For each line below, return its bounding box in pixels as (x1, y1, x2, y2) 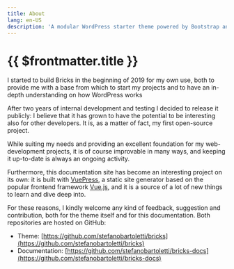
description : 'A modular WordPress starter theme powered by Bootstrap (7, 23, 219, 30)
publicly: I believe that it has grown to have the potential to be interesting (7, 112, 216, 120)
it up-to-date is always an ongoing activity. (7, 154, 130, 163)
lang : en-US (7, 17, 42, 24)
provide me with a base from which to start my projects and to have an (7, 83, 210, 92)
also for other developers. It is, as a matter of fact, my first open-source (7, 119, 213, 127)
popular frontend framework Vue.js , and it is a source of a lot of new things (7, 183, 223, 191)
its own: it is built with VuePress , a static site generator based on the (7, 175, 204, 184)
